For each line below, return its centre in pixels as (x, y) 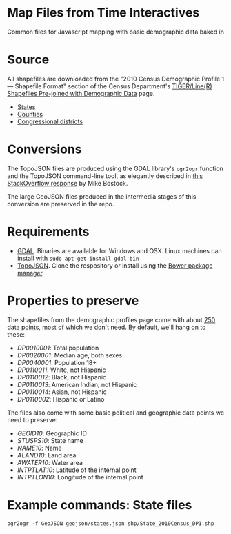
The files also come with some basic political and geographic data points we (116, 413)
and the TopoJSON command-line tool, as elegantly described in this (105, 176)
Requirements (48, 232)
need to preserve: (32, 419)
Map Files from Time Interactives (103, 13)
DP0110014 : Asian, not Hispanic (62, 392)
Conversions (44, 149)
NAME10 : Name (39, 448)
